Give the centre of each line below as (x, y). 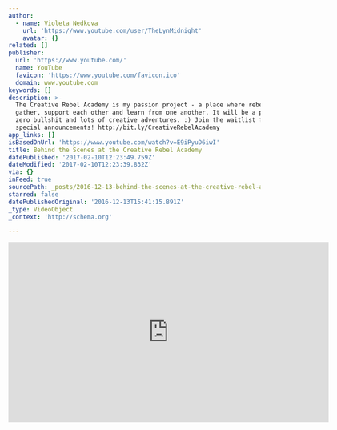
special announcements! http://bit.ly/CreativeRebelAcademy (118, 127)
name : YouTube (39, 68)
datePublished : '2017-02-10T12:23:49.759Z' (82, 157)
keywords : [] (30, 90)
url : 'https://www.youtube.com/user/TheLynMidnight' (112, 30)
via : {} (21, 172)
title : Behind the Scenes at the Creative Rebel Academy (105, 150)
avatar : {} (41, 38)
